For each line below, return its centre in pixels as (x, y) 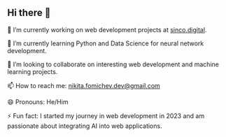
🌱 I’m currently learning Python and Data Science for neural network (106, 43)
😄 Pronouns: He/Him (38, 101)
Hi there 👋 (29, 13)
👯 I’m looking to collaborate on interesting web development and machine (113, 64)
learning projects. (33, 71)
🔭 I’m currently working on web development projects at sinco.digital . (107, 29)
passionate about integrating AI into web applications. (85, 126)
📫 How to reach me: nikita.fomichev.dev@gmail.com (84, 85)
